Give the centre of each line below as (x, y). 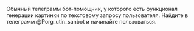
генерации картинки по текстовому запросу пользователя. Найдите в (97, 15)
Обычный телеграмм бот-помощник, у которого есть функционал (92, 9)
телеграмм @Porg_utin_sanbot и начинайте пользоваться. (81, 22)
